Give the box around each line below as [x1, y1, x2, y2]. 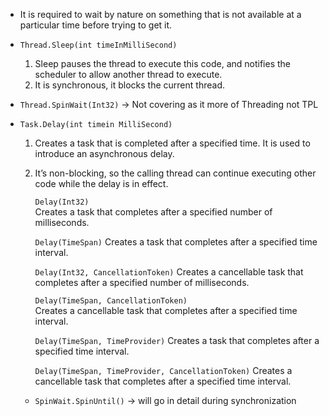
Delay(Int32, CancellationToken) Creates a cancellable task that [34, 266, 304, 278]
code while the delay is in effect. [34, 178, 169, 189]
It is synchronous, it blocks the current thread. [34, 79, 225, 91]
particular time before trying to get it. [19, 19, 173, 31]
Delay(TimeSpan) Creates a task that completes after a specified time [34, 236, 318, 248]
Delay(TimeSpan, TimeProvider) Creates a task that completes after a [34, 335, 320, 346]
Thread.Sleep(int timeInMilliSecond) [19, 40, 178, 50]
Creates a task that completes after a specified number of [34, 206, 273, 218]
